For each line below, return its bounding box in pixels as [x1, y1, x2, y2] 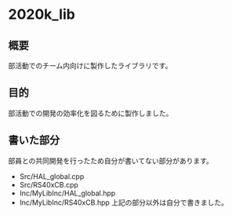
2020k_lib [8, 5, 76, 24]
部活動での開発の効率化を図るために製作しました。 [8, 108, 173, 118]
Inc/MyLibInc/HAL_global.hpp [19, 188, 116, 198]
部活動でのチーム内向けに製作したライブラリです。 [8, 61, 172, 70]
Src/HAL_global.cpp [19, 171, 85, 181]
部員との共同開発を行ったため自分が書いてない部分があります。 [8, 155, 214, 166]
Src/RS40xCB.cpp [19, 180, 78, 189]
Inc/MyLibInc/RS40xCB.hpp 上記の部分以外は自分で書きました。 [19, 198, 229, 207]
